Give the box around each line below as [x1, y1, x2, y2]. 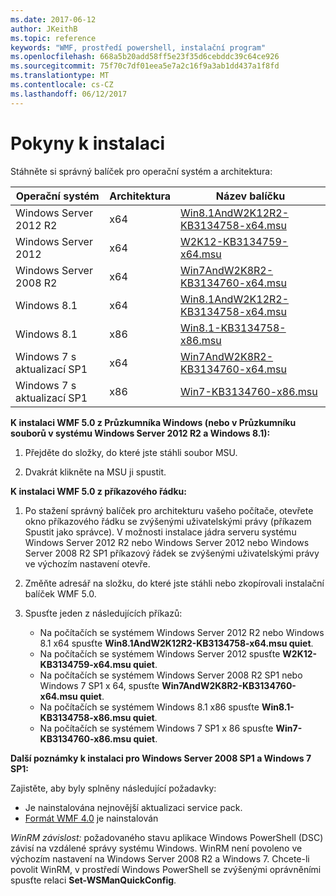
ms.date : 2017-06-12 [10, 14, 97, 25]
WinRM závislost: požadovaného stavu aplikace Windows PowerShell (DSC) [10, 831, 324, 843]
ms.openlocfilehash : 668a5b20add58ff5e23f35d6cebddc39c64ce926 [10, 52, 280, 62]
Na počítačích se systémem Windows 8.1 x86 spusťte [39, 701, 260, 713]
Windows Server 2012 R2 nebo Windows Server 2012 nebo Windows [24, 536, 310, 548]
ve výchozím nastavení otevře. [24, 557, 151, 570]
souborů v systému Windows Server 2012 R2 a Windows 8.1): [10, 427, 271, 439]
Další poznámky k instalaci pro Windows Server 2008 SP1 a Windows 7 [10, 752, 312, 764]
